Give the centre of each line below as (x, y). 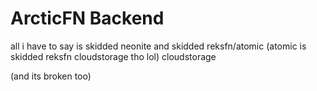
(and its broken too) (51, 76)
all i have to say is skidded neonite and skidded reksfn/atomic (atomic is (158, 46)
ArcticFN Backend (87, 18)
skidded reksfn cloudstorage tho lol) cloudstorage (113, 56)
